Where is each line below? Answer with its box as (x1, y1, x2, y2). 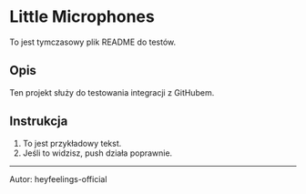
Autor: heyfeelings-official (9, 173, 107, 184)
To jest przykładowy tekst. (22, 138, 122, 148)
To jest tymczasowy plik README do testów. (9, 36, 177, 47)
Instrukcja (9, 114, 68, 129)
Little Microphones (9, 6, 155, 27)
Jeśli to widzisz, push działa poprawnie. (22, 148, 173, 158)
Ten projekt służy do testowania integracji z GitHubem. (9, 87, 215, 97)
